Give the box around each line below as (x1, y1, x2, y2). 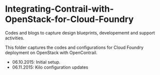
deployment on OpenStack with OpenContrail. (5, 50, 98, 56)
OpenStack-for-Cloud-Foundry (5, 14, 134, 25)
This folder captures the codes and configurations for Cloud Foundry (5, 44, 144, 50)
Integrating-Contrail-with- (5, 3, 114, 15)
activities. (5, 35, 24, 41)
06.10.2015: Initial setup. (12, 59, 60, 65)
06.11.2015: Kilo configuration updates (12, 64, 89, 70)
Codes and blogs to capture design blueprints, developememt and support (5, 30, 155, 36)
